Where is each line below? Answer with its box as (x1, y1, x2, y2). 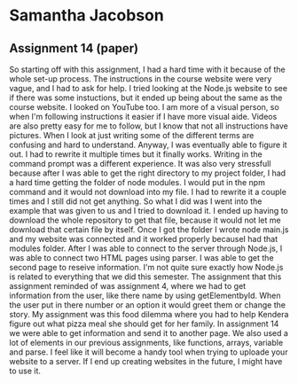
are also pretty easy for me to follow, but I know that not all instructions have (9, 121, 288, 131)
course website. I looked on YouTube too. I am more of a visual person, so (9, 102, 279, 112)
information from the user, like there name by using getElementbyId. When (9, 290, 281, 301)
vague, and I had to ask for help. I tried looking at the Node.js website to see (9, 83, 288, 93)
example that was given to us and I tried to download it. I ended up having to (9, 206, 288, 215)
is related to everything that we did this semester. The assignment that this (9, 271, 282, 282)
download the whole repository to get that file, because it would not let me (9, 215, 281, 225)
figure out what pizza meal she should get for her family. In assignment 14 (9, 318, 279, 329)
